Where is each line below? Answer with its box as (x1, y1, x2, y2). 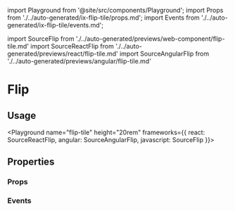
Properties (7, 156, 55, 168)
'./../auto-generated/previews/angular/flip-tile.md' (7, 57, 151, 65)
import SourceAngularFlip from (119, 49, 210, 58)
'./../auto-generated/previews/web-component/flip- (75, 34, 225, 43)
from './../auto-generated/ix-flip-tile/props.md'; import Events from (7, 13, 201, 22)
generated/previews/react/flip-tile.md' (7, 49, 118, 58)
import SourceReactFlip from (30, 42, 114, 50)
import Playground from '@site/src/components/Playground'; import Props (7, 6, 224, 14)
